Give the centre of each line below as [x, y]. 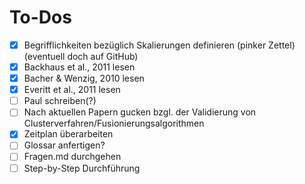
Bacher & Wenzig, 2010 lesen [84, 78]
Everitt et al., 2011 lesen [72, 90]
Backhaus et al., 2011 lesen [79, 67]
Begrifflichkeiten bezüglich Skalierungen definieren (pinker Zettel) [159, 45]
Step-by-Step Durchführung [82, 168]
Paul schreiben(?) [60, 101]
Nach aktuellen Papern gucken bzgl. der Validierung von [140, 112]
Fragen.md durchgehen [72, 157]
